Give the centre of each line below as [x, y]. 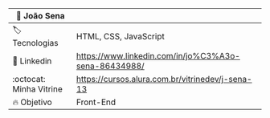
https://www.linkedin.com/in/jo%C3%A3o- [158, 56]
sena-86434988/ [110, 66]
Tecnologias [35, 43]
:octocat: [29, 79]
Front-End [96, 102]
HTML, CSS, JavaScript [120, 36]
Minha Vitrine [37, 89]
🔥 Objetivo [32, 102]
